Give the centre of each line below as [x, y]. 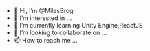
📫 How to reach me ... [45, 40]
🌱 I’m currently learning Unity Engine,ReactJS [78, 25]
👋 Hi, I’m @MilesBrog [43, 11]
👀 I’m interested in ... [43, 18]
